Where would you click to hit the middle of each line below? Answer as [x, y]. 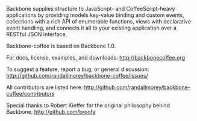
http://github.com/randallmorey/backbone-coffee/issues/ [77, 76]
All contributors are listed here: [45, 87]
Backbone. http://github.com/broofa [51, 112]
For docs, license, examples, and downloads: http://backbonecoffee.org [96, 57]
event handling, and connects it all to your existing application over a [91, 28]
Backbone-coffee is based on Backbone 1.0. [61, 46]
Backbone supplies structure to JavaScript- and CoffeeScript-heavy [91, 9]
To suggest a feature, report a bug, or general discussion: [78, 69]
